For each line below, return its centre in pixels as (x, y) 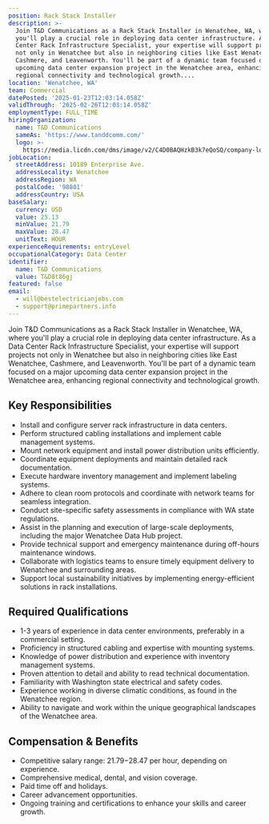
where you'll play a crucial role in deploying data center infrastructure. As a (132, 337)
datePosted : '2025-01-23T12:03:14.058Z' (77, 98)
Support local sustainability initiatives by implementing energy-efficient (137, 578)
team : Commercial (37, 90)
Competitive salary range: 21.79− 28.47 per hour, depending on (123, 761)
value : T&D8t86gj (44, 277)
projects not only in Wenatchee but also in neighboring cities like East (123, 354)
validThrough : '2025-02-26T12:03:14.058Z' (80, 105)
